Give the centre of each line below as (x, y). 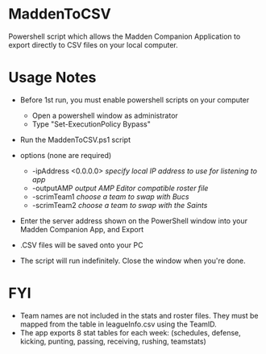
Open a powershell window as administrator (105, 115)
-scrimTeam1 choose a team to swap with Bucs (110, 196)
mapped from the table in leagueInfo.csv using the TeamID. (118, 324)
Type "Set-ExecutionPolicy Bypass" (91, 124)
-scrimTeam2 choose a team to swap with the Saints (120, 205)
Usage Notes (52, 78)
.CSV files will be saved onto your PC (81, 245)
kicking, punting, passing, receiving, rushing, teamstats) (113, 341)
